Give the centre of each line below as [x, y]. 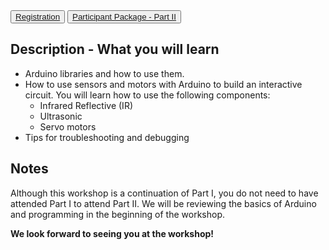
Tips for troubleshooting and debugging [107, 137]
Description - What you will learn [115, 49]
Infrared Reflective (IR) [86, 105]
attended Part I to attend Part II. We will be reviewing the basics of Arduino [163, 203]
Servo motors [68, 126]
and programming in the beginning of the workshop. [117, 214]
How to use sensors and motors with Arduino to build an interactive [163, 84]
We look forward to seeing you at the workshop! [112, 233]
